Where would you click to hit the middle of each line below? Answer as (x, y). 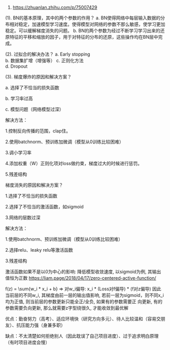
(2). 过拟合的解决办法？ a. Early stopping (48, 54)
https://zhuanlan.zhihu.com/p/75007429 (55, 7)
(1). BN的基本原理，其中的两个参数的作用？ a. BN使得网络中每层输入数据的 (83, 18)
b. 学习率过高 (19, 98)
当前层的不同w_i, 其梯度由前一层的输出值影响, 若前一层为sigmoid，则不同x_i (84, 295)
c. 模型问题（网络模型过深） (35, 109)
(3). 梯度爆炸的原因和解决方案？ (39, 77)
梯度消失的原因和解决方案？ (34, 185)
